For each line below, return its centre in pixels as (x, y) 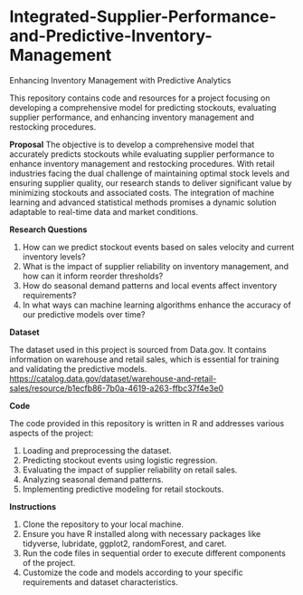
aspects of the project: (52, 433)
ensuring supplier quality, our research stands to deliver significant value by (151, 182)
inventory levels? (54, 257)
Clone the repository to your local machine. (103, 524)
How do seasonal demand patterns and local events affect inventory (150, 285)
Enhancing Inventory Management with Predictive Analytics (120, 80)
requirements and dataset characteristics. (100, 581)
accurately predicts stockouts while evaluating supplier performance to (142, 154)
